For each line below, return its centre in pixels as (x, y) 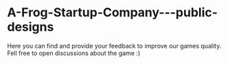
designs (31, 27)
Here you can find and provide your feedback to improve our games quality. (114, 46)
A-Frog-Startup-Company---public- (113, 13)
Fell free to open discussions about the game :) (74, 53)
